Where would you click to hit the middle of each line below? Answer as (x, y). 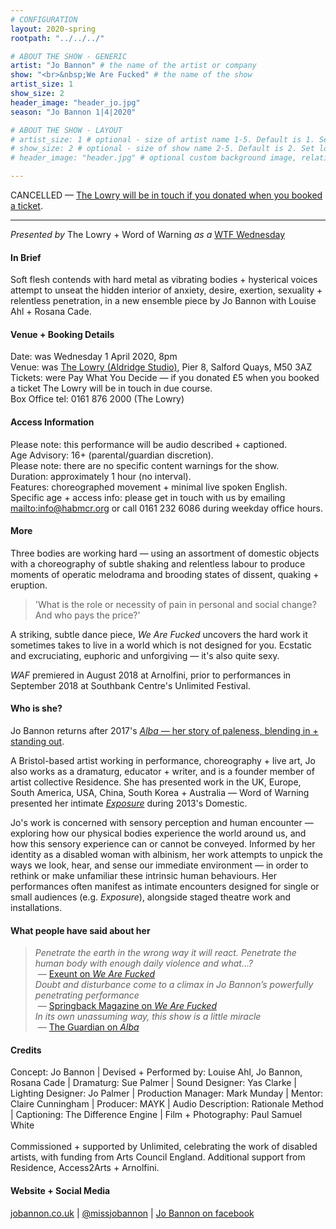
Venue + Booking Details (62, 334)
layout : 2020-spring (53, 29)
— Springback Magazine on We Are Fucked (127, 1006)
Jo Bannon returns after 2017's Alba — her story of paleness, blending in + (164, 731)
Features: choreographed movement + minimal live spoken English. (149, 487)
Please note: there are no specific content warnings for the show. (145, 465)
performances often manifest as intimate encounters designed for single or (165, 887)
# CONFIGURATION (44, 19)
